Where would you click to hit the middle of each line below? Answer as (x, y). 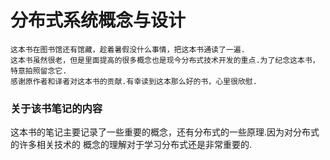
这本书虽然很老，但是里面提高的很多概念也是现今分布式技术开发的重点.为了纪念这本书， (165, 60)
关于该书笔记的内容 (56, 108)
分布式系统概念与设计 (98, 20)
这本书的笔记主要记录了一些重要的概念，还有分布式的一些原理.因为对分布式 (165, 132)
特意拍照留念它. (39, 71)
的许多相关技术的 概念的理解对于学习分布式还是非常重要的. (131, 145)
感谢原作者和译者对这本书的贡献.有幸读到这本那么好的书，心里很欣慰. (134, 81)
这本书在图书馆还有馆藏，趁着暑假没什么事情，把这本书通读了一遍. (128, 49)
